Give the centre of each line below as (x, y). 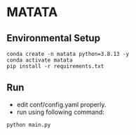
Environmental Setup (54, 38)
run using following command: (60, 112)
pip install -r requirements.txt (55, 66)
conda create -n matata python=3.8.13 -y (68, 54)
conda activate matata (40, 60)
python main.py (29, 125)
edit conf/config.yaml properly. (61, 104)
